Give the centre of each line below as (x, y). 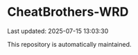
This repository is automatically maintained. (69, 44)
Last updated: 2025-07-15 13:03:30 (58, 31)
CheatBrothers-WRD (68, 12)
